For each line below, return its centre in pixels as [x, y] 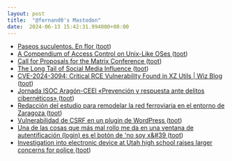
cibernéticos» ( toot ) [46, 98]
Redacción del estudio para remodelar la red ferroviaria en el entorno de [121, 106]
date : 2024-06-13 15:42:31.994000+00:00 [68, 26]
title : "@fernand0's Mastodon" [54, 20]
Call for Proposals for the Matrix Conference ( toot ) [90, 61]
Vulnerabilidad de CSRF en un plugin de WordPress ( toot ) [100, 121]
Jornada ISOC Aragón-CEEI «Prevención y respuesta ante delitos [111, 91]
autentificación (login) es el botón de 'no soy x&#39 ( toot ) [100, 135]
